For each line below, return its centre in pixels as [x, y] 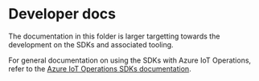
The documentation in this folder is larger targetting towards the [114, 36]
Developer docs [62, 14]
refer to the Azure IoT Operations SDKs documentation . [100, 68]
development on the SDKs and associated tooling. [91, 44]
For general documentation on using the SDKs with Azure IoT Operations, [130, 60]
